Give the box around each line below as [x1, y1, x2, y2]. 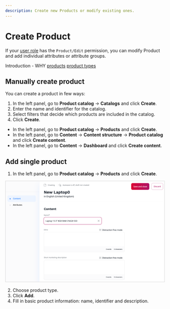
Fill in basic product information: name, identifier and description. [12, 298, 149, 304]
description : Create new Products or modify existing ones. [5, 8, 135, 13]
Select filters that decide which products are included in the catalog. [12, 111, 155, 118]
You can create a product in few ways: [5, 91, 86, 97]
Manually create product [5, 77, 85, 86]
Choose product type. [12, 287, 59, 293]
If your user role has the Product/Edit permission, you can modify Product [5, 47, 160, 53]
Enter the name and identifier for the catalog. [12, 106, 106, 112]
